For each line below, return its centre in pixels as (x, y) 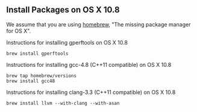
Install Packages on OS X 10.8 (63, 10)
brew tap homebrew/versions (42, 76)
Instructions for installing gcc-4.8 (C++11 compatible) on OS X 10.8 (89, 64)
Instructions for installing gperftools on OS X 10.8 (67, 42)
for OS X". (19, 31)
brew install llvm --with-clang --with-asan (63, 103)
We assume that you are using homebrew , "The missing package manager (98, 24)
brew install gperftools (37, 54)
